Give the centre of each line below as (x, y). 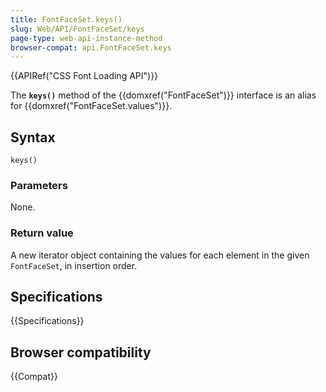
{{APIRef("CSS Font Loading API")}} (84, 76)
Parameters (39, 185)
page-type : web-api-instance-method (86, 38)
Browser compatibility (81, 352)
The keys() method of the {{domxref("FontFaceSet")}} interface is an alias (163, 95)
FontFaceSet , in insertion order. (74, 265)
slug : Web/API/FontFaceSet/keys (77, 29)
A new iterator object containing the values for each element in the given (160, 255)
